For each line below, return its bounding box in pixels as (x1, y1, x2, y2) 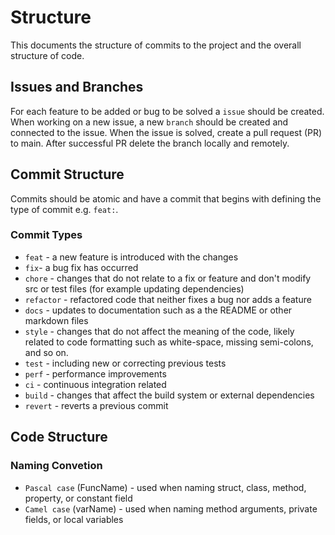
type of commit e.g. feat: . (10, 203, 119, 215)
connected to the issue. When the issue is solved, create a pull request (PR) (10, 126, 323, 138)
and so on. (24, 346, 69, 358)
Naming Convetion (10, 459, 103, 473)
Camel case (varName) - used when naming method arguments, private (24, 502, 318, 515)
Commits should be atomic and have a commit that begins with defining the (10, 192, 322, 205)
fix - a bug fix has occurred (24, 261, 139, 273)
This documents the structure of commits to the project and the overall (10, 39, 302, 51)
